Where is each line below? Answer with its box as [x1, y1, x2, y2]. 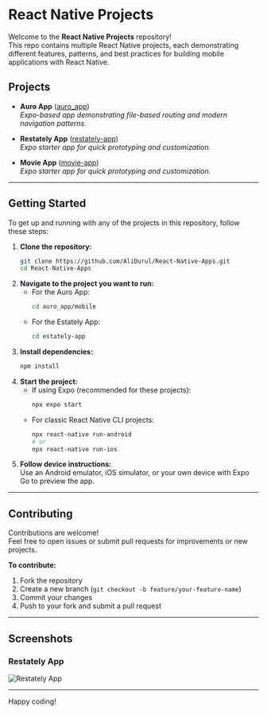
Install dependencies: [19, 347, 94, 357]
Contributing [8, 507, 73, 521]
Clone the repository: [19, 241, 92, 252]
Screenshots [8, 631, 73, 646]
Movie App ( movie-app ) [19, 158, 99, 167]
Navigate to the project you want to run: [19, 279, 154, 288]
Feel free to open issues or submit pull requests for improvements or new [8, 536, 249, 546]
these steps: [8, 226, 49, 236]
